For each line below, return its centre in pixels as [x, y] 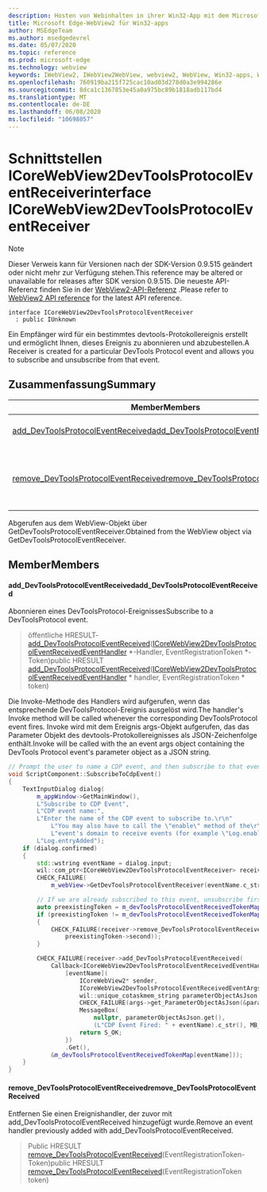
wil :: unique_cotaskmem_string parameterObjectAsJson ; [170, 996]
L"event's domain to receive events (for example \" [139, 833]
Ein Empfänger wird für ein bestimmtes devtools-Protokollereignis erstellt [128, 334]
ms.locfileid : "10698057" [51, 120]
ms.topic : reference [43, 53]
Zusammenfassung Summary [82, 384]
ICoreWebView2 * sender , [118, 981]
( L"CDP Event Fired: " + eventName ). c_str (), [170, 1025]
